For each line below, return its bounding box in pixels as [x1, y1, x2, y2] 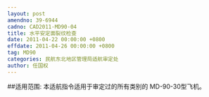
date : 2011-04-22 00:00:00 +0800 [7, 36, 106, 43]
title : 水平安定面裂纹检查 [7, 29, 77, 37]
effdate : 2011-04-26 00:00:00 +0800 [7, 43, 115, 50]
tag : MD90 [7, 50, 37, 57]
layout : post [7, 10, 46, 17]
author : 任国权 [7, 62, 49, 69]
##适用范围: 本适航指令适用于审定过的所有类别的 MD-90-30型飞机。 [7, 82, 206, 91]
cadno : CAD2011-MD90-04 [7, 23, 77, 30]
